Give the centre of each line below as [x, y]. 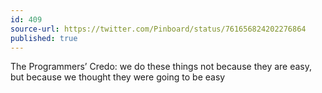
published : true [44, 38]
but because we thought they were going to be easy [118, 77]
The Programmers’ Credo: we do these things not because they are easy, [161, 67]
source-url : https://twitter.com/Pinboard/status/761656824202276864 [158, 29]
